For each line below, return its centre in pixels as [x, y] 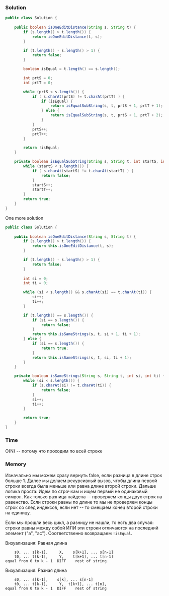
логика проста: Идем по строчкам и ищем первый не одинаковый [76, 491]
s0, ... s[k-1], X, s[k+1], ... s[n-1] [64, 552]
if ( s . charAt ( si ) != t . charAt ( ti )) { [72, 385]
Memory [16, 464]
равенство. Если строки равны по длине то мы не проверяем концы [79, 502]
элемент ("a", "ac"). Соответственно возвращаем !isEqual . [69, 533]
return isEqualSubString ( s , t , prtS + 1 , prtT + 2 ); [107, 115]
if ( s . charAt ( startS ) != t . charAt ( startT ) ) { [83, 171]
